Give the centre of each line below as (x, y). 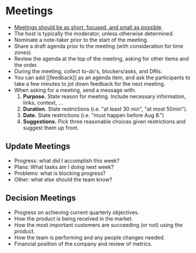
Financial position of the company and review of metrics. (83, 244)
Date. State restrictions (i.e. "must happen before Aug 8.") (94, 115)
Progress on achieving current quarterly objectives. (76, 212)
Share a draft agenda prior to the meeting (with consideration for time (99, 46)
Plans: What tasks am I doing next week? (64, 167)
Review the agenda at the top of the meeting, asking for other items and (102, 59)
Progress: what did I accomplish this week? (67, 160)
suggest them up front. (51, 128)
